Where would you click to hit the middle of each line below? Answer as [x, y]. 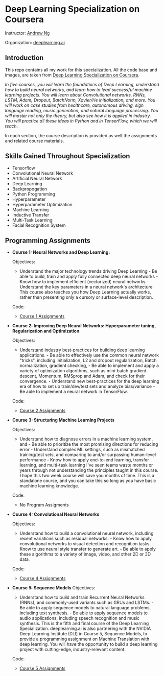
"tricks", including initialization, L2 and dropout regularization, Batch [88, 361]
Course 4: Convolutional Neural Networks [56, 514]
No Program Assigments [44, 505]
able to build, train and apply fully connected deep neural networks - [89, 277]
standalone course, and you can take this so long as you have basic [88, 481]
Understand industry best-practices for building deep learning [82, 350]
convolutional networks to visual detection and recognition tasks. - [87, 544]
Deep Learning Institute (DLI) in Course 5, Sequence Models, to [83, 634]
